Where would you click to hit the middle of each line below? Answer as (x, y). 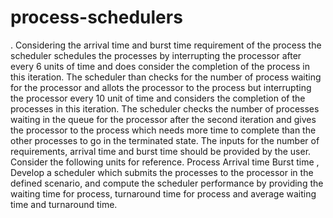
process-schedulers (96, 17)
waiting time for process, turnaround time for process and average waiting (163, 193)
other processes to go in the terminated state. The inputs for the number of (165, 140)
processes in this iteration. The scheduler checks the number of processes (165, 108)
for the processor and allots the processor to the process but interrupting (161, 87)
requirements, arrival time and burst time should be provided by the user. (161, 151)
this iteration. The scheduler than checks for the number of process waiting (166, 77)
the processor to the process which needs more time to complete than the (163, 130)
